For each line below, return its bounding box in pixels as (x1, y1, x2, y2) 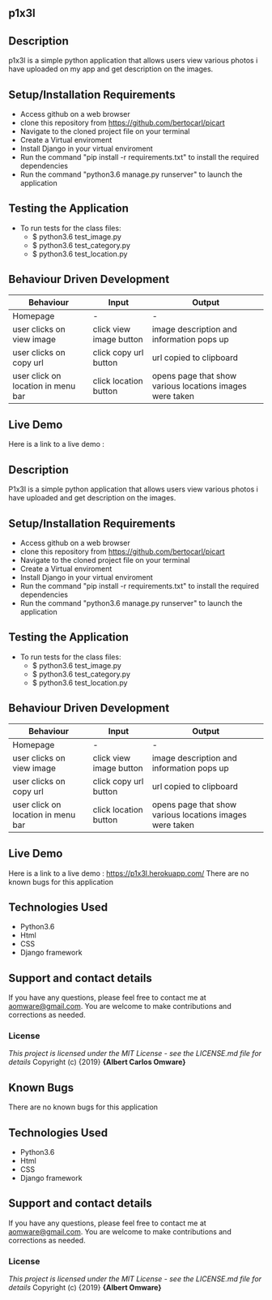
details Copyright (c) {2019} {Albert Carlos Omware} (8, 1058, 186, 1067)
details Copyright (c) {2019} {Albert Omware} (8, 1283, 162, 1293)
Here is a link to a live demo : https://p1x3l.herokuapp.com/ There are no (8, 868, 249, 878)
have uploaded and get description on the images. (8, 493, 176, 503)
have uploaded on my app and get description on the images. (8, 64, 214, 74)
